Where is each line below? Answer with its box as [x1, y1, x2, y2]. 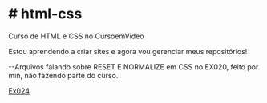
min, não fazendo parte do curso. [8, 70, 119, 80]
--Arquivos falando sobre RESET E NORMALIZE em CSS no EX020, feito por [8, 61, 259, 72]
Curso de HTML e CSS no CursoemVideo [8, 31, 144, 41]
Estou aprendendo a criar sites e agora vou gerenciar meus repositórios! [8, 46, 248, 56]
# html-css [8, 5, 83, 23]
